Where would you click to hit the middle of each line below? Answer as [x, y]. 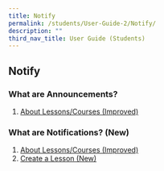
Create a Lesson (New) [58, 159]
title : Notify [32, 16]
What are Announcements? [63, 94]
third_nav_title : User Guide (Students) [77, 38]
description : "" [35, 31]
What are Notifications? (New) [69, 132]
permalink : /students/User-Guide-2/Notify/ [82, 23]
